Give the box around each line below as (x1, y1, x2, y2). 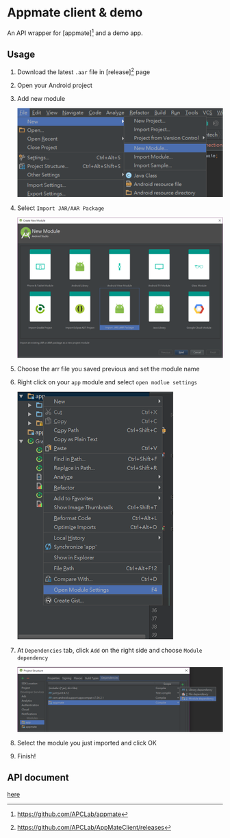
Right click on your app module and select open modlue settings (16, 378, 197, 386)
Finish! (16, 752, 36, 760)
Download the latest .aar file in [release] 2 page (16, 67, 151, 76)
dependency (16, 655, 49, 662)
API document (7, 772, 70, 784)
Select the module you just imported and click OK (16, 739, 157, 747)
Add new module (16, 95, 66, 103)
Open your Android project (16, 81, 92, 90)
